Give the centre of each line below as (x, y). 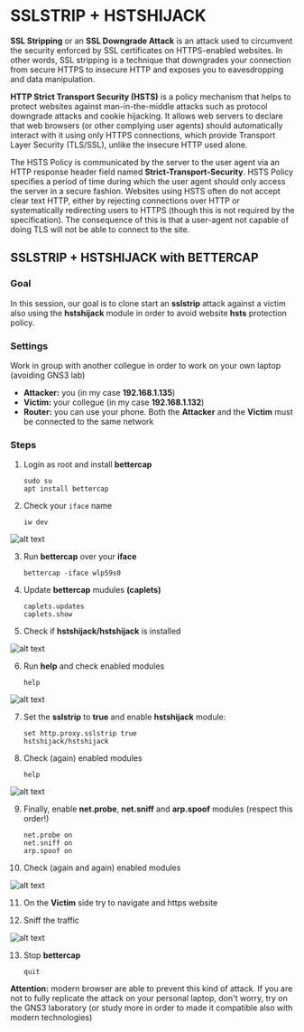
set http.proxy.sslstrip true (80, 734)
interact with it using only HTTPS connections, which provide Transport (143, 135)
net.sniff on (48, 843)
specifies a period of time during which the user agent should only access (148, 181)
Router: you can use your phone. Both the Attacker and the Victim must (158, 411)
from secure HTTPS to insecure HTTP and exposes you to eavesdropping (147, 70)
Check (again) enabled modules (83, 758)
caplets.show (48, 615)
